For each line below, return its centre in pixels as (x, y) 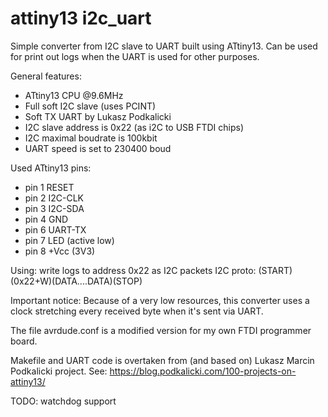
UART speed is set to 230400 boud (98, 148)
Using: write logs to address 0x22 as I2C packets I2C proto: (133, 270)
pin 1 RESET (49, 187)
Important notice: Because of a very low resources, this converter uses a (160, 300)
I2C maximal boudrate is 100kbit (91, 138)
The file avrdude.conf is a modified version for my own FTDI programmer (161, 330)
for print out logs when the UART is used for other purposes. (135, 56)
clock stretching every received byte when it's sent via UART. (137, 311)
